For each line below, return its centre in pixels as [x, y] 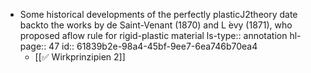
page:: [33, 46]
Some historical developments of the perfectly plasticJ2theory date [158, 14]
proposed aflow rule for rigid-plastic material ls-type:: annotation [153, 35]
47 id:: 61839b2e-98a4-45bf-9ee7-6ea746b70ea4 [153, 46]
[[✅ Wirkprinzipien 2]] [80, 57]
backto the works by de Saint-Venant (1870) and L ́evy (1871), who [156, 25]
